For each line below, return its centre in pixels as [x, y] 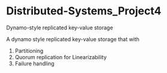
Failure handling [35, 63]
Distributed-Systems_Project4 [84, 11]
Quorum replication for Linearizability [61, 57]
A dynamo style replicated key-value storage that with [73, 39]
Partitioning [29, 51]
